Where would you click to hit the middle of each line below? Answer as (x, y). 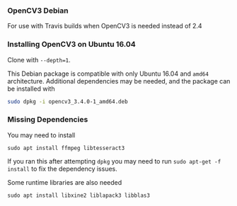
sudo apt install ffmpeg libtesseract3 (66, 148)
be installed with (31, 88)
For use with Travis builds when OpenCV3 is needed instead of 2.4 (105, 26)
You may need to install (41, 135)
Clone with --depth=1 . (39, 59)
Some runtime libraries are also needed (65, 182)
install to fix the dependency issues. (63, 168)
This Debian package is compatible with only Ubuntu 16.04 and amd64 (108, 74)
